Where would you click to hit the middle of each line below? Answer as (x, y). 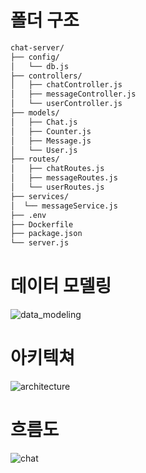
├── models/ (35, 113)
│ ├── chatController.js (66, 85)
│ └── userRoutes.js (57, 187)
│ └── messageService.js (64, 206)
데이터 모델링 (61, 286)
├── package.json (46, 234)
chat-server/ (37, 47)
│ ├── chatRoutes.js (57, 169)
